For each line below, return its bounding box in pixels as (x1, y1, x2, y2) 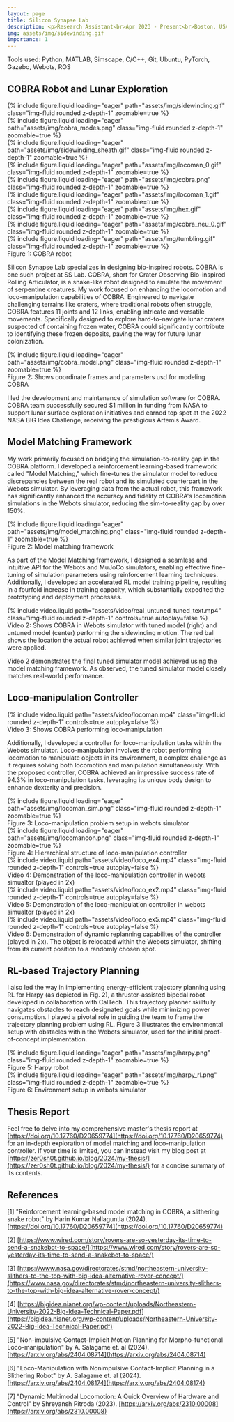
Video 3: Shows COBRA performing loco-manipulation (7, 725, 163, 733)
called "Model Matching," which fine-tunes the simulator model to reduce (7, 469, 218, 477)
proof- (204, 1027, 223, 1036)
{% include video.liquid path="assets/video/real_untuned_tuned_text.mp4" (7, 606, 221, 614)
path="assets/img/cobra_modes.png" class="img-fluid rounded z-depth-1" (7, 123, 224, 132)
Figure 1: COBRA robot (7, 249, 72, 258)
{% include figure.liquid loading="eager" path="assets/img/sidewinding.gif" (7, 101, 225, 109)
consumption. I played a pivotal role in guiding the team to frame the (7, 1013, 203, 1021)
